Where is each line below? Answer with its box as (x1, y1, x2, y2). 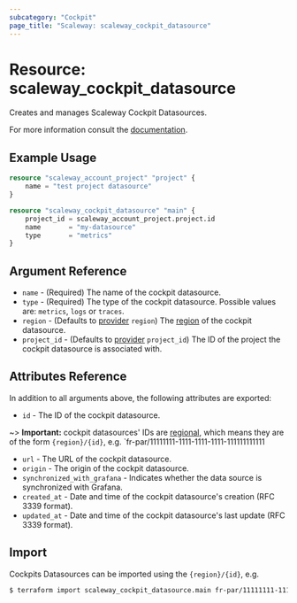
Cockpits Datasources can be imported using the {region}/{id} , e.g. (9, 568, 259, 579)
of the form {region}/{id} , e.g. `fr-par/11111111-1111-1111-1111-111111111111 (9, 436, 265, 447)
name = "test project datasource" (25, 182, 152, 191)
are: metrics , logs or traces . (21, 306, 126, 317)
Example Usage (9, 150, 97, 165)
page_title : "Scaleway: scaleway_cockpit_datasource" (9, 21, 212, 30)
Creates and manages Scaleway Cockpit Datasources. (9, 107, 208, 118)
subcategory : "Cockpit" (9, 12, 97, 22)
